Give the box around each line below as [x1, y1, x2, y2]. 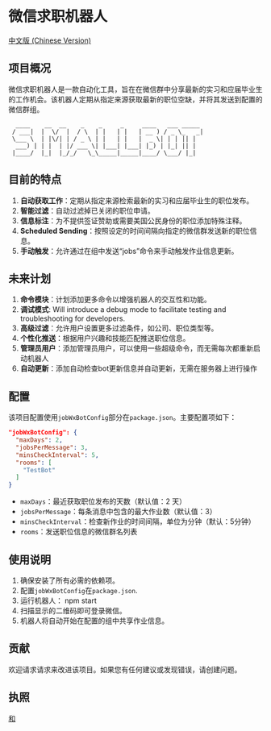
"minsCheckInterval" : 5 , [15, 451, 99, 459]
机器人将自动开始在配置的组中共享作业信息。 [19, 616, 169, 625]
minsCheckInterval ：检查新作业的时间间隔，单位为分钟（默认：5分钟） [19, 517, 256, 526]
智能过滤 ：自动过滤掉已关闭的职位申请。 [19, 206, 155, 215]
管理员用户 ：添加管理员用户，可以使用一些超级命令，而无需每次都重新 [19, 343, 254, 353]
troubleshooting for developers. [19, 314, 126, 323]
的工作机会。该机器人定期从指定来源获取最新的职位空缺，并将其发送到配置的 [8, 94, 263, 104]
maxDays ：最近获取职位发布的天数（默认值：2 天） [19, 496, 187, 506]
